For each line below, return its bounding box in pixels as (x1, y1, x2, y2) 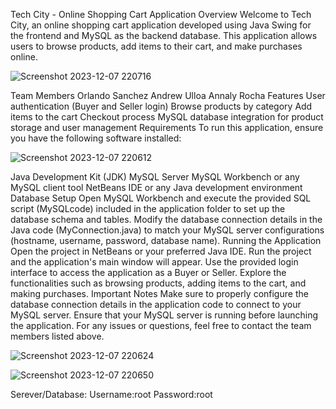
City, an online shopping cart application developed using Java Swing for (10, 19, 312, 31)
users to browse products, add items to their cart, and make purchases (10, 40, 303, 52)
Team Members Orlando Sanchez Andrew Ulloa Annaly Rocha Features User (10, 90, 326, 101)
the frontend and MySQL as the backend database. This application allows (10, 30, 318, 41)
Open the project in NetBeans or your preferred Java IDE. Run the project (10, 245, 312, 257)
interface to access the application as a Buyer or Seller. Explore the (10, 267, 287, 278)
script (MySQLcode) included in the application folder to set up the (10, 203, 286, 214)
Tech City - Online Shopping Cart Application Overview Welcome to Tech (10, 9, 312, 20)
